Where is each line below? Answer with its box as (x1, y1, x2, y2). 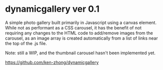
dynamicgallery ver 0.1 (5, 3, 100, 15)
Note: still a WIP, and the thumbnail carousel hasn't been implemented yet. (5, 50, 156, 56)
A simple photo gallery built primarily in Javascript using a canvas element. (5, 20, 157, 25)
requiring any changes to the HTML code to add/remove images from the (5, 30, 153, 36)
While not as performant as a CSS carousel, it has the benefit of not (5, 24, 142, 30)
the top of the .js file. (5, 40, 47, 46)
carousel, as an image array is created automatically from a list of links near (5, 35, 158, 41)
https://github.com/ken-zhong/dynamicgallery (5, 59, 99, 65)
